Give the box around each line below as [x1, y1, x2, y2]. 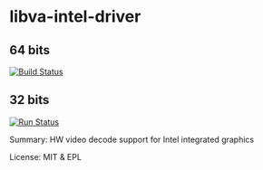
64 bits [9, 42, 51, 58]
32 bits [9, 92, 50, 108]
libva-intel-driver [9, 6, 141, 27]
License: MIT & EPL [9, 151, 82, 162]
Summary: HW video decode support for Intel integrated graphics [9, 134, 255, 145]
